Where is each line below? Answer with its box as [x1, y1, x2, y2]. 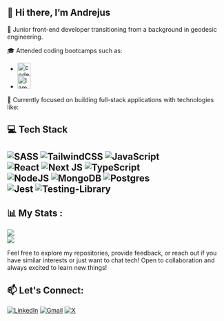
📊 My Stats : [7, 207, 63, 219]
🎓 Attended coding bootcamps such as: [7, 46, 123, 55]
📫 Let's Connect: [7, 284, 84, 296]
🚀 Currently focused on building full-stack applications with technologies [7, 95, 214, 104]
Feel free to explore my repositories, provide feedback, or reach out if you [7, 249, 217, 257]
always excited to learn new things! [7, 264, 108, 272]
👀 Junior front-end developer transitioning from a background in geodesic [7, 25, 217, 33]
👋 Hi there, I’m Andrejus [7, 7, 111, 19]
